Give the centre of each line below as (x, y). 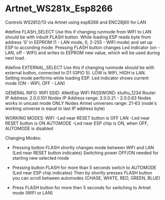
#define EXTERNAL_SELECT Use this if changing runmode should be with (80, 67)
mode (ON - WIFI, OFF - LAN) (35, 83)
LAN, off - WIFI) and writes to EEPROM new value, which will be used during (82, 53)
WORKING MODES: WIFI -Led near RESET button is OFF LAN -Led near (78, 118)
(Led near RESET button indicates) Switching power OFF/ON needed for (85, 153)
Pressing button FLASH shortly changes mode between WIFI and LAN (83, 147)
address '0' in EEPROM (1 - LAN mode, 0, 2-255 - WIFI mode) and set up (79, 42)
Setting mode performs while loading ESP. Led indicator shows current (77, 78)
